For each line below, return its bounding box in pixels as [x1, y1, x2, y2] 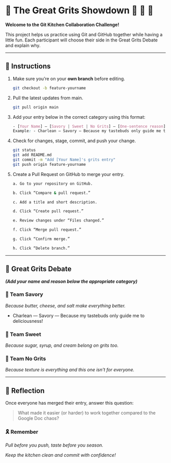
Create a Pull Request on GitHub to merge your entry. [12, 171, 125, 177]
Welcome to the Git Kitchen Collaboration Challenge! [5, 21, 120, 28]
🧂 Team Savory [5, 291, 43, 298]
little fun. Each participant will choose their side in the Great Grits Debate [5, 37, 158, 43]
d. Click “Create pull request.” [12, 209, 84, 214]
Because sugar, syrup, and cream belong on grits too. [5, 342, 119, 348]
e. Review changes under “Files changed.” [12, 218, 104, 223]
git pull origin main [12, 104, 59, 109]
